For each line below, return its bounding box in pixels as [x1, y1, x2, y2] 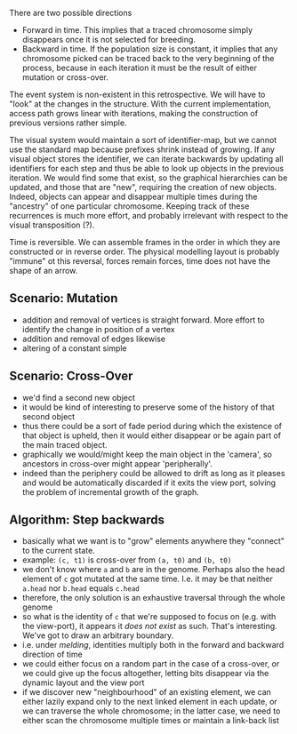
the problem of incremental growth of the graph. [21, 486, 200, 497]
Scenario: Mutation [9, 291, 118, 306]
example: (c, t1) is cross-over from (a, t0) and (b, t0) [21, 554, 232, 565]
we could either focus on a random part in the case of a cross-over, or [21, 658, 280, 669]
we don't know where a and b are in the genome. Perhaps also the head [21, 564, 285, 575]
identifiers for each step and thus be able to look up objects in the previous [9, 164, 285, 173]
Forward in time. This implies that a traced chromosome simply [21, 25, 253, 35]
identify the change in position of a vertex [21, 323, 175, 334]
